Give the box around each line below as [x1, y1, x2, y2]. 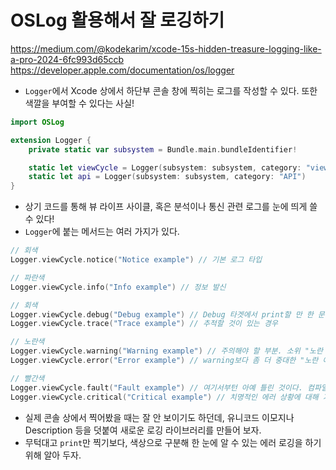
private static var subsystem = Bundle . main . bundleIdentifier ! [28, 144, 298, 155]
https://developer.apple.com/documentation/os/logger [10, 64, 235, 76]
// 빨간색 [10, 373, 45, 383]
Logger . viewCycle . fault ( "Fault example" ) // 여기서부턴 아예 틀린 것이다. [10, 382, 303, 393]
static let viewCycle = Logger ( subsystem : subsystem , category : [28, 162, 302, 173]
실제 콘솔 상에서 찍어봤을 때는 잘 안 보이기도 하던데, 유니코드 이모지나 [24, 411, 295, 423]
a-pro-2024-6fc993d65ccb [10, 53, 125, 65]
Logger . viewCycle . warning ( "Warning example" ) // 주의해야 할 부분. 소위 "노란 [10, 346, 323, 356]
